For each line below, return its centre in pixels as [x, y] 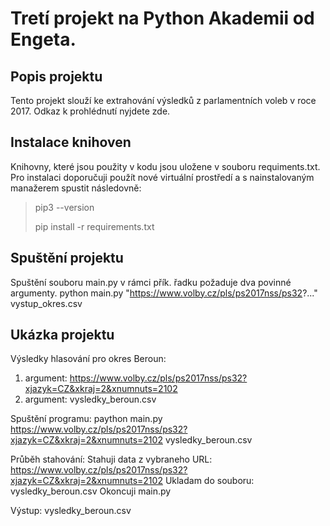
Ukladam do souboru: [209, 481]
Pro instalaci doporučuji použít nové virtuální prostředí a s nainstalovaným [162, 177]
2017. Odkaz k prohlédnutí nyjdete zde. [90, 111]
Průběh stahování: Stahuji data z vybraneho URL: [111, 459]
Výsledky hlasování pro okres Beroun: [88, 359]
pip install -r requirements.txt [94, 226]
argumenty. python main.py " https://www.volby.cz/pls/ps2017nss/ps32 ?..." [164, 293]
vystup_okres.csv [46, 303]
